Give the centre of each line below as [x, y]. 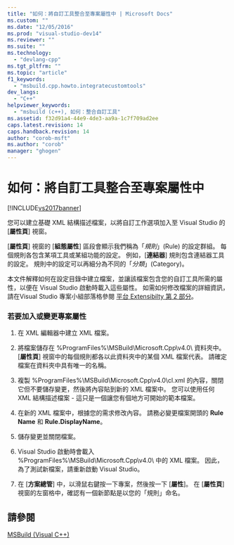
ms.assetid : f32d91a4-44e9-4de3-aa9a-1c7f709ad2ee [83, 118]
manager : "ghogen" [34, 151]
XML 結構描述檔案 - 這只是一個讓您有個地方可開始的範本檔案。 [108, 398]
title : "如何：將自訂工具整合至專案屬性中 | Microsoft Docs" [90, 14]
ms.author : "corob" [36, 145]
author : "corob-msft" [39, 138]
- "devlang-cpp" [37, 60]
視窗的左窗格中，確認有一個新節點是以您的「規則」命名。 [100, 493]
